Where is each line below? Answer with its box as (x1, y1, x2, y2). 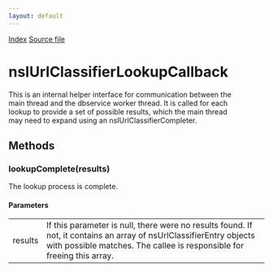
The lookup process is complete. (8, 182, 119, 192)
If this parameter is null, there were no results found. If (45, 220, 253, 231)
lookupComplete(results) (8, 163, 110, 175)
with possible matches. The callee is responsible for (45, 240, 245, 252)
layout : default (8, 11, 63, 20)
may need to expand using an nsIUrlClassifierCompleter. (8, 115, 197, 125)
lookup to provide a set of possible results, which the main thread (8, 106, 227, 116)
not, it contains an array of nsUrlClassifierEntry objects (45, 230, 256, 241)
